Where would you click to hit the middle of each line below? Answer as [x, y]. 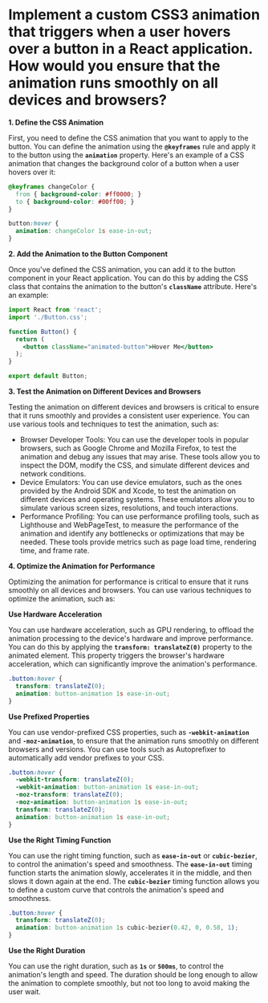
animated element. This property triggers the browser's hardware [116, 655]
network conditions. [53, 474]
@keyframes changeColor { [51, 186]
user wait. [25, 992]
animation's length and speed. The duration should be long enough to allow [133, 975]
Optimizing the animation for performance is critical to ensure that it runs [128, 582]
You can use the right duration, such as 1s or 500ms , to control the [116, 966]
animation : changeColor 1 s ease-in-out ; [84, 231]
